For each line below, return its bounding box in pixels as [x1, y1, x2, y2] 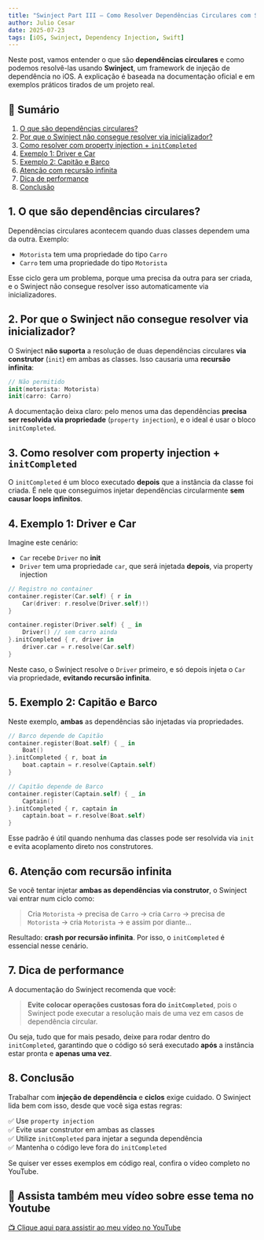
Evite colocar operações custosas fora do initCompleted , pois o [27, 1000, 237, 1009]
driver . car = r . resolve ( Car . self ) [22, 643, 135, 651]
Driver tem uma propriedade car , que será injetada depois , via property [19, 561, 253, 570]
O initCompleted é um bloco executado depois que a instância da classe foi [8, 478, 254, 487]
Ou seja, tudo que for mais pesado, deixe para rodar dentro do [8, 1031, 211, 1041]
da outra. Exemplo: [8, 234, 69, 244]
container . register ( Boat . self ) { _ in [8, 739, 135, 747]
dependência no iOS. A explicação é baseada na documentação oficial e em [8, 72, 255, 81]
